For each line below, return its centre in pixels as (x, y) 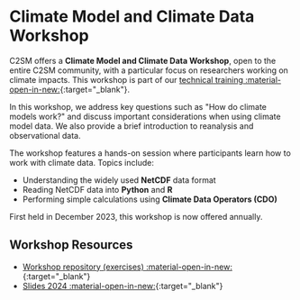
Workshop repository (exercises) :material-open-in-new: (127, 267)
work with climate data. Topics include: (82, 162)
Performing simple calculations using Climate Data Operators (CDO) (150, 199)
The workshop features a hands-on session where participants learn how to (150, 153)
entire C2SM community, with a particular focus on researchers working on (149, 70)
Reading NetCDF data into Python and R (97, 189)
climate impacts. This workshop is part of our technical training (127, 79)
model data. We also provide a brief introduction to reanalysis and (132, 126)
